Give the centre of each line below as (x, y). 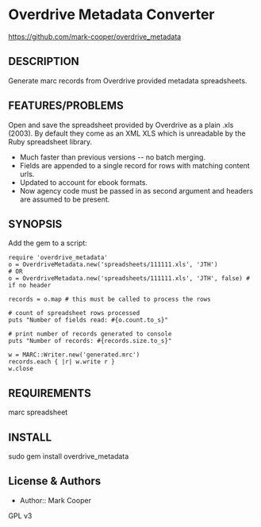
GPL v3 (20, 515)
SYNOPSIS (35, 224)
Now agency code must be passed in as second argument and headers (136, 190)
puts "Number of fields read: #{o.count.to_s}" (88, 320)
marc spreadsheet (38, 412)
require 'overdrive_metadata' (58, 258)
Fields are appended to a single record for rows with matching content (134, 165)
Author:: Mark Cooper (55, 500)
